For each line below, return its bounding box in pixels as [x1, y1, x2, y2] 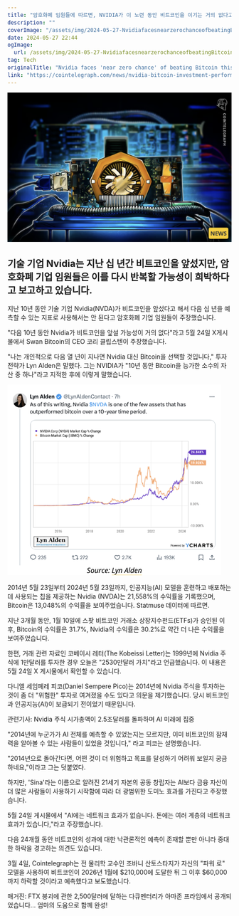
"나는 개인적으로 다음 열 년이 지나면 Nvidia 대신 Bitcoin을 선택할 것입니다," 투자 [7, 352, 228, 361]
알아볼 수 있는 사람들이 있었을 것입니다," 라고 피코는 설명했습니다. [20, 739, 201, 747]
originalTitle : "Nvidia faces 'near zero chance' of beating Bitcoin [7, 64, 218, 71]
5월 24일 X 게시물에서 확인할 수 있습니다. [7, 667, 122, 675]
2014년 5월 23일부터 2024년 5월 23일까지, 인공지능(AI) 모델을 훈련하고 [7, 584, 207, 592]
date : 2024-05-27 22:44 [7, 34, 78, 41]
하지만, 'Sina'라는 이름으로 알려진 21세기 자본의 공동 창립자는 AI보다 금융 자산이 [7, 778, 228, 786]
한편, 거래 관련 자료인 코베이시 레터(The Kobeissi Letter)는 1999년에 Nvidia [7, 649, 219, 658]
